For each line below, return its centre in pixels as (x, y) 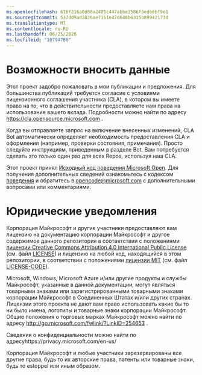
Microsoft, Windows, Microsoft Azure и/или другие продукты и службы (96, 278)
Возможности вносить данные (88, 70)
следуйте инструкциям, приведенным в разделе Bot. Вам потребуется (98, 149)
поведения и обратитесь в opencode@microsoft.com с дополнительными (101, 180)
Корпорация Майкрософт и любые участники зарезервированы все (94, 353)
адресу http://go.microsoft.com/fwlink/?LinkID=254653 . (77, 323)
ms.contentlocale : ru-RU (37, 29)
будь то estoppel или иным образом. (53, 365)
